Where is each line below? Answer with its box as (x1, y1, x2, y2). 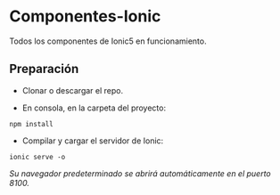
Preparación (9, 61, 79, 77)
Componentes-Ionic (9, 6, 161, 27)
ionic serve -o (9, 152, 66, 161)
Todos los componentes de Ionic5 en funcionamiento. (9, 36, 207, 46)
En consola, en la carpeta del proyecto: (21, 102, 167, 113)
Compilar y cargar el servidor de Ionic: (21, 135, 164, 146)
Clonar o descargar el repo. (21, 85, 123, 95)
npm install (9, 119, 54, 128)
